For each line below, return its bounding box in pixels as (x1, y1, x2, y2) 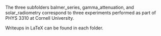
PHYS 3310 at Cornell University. (5, 15, 74, 21)
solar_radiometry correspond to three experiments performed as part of (5, 10, 156, 16)
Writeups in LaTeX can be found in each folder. (5, 25, 103, 31)
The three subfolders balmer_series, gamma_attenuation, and (5, 5, 134, 10)
